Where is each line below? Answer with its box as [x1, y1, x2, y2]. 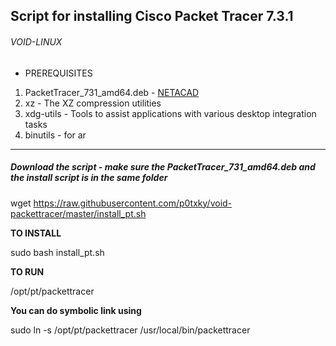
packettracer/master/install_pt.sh [10, 207, 147, 219]
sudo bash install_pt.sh [10, 246, 105, 258]
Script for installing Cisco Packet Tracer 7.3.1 [10, 8, 294, 25]
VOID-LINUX [10, 35, 63, 48]
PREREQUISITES [24, 67, 93, 79]
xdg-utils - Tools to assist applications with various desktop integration [24, 107, 317, 119]
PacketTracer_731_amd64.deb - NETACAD [24, 86, 200, 98]
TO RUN [10, 265, 45, 278]
